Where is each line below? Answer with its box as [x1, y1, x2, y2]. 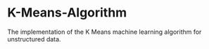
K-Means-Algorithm [7, 5, 127, 21]
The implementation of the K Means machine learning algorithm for [7, 28, 202, 36]
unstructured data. [7, 35, 61, 43]
